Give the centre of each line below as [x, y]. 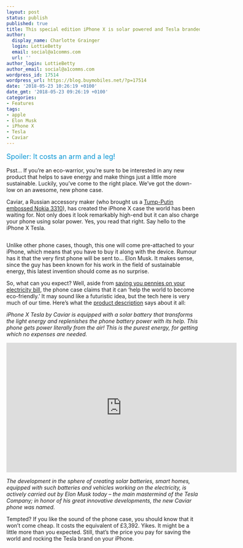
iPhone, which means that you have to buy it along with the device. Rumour [102, 252]
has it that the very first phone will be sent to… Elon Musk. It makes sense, [100, 258]
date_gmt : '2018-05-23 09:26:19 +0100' [57, 92]
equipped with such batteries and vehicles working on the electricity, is [97, 487]
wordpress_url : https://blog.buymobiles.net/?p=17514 [77, 80]
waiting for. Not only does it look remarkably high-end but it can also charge [103, 215]
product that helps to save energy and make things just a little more [91, 177]
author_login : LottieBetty [41, 63]
